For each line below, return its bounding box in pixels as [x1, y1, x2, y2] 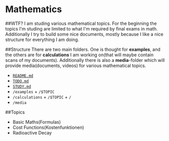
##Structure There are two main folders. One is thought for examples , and [5, 46, 161, 52]
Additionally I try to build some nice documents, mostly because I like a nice [5, 31, 163, 37]
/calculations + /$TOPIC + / [12, 94, 72, 100]
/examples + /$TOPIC [12, 88, 55, 94]
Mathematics [5, 4, 62, 15]
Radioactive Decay [12, 129, 52, 135]
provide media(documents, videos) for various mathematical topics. [5, 62, 147, 68]
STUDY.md [12, 84, 31, 89]
